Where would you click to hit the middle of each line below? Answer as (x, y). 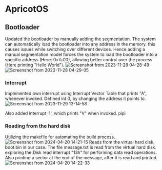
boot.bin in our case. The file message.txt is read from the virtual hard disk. (81, 147)
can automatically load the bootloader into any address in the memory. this (80, 44)
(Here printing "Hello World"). (35, 65)
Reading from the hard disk (38, 126)
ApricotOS (27, 9)
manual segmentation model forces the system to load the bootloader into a (81, 54)
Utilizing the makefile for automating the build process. (60, 137)
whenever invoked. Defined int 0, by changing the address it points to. (76, 98)
